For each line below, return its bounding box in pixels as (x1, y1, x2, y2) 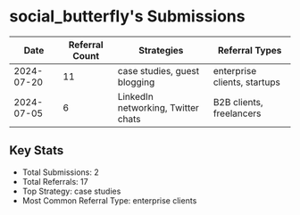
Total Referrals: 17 (21, 176, 88, 186)
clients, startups (212, 76, 281, 88)
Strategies (137, 44, 184, 56)
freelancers (212, 107, 262, 120)
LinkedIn (117, 90, 154, 103)
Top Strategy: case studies (21, 186, 121, 196)
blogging (117, 76, 155, 88)
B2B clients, (212, 95, 263, 108)
